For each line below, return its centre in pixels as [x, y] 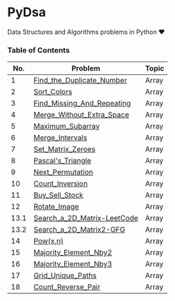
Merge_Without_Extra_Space [81, 115]
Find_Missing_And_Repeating [82, 103]
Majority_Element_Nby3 [73, 264]
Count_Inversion [61, 184]
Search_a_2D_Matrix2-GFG [79, 230]
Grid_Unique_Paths [65, 276]
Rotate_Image [56, 207]
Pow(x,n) [48, 241]
